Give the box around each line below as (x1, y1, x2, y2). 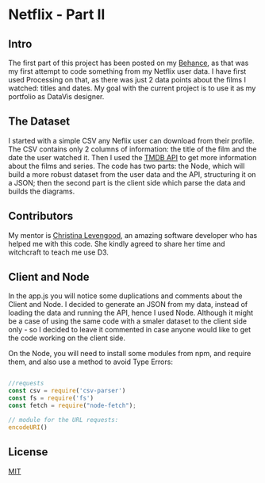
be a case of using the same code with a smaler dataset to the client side (8, 316, 248, 326)
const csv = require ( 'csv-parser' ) (8, 387, 126, 395)
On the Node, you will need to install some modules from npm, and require (8, 349, 252, 358)
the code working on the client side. (8, 333, 125, 343)
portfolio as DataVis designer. (8, 92, 105, 101)
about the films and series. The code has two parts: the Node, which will (8, 161, 245, 171)
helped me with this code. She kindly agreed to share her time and (8, 239, 225, 248)
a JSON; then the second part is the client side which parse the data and (8, 178, 246, 187)
